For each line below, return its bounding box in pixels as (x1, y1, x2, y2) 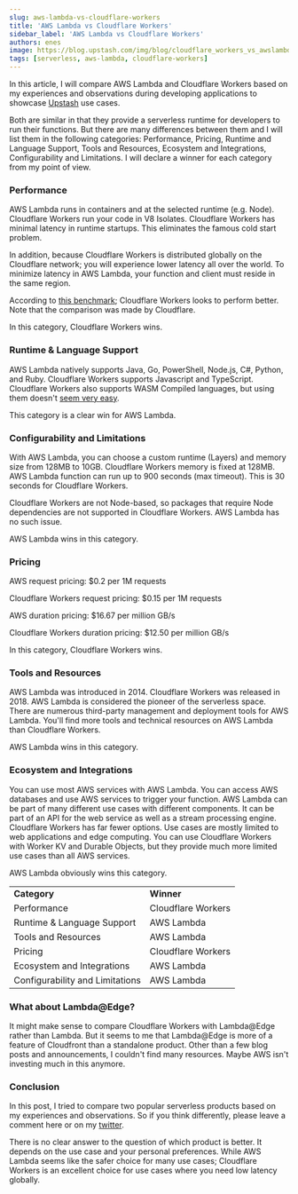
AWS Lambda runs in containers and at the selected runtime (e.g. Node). (9, 204, 275, 215)
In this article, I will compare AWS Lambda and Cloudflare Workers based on (9, 79, 288, 89)
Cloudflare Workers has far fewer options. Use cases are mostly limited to (9, 822, 279, 833)
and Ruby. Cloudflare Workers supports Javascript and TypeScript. (9, 374, 255, 384)
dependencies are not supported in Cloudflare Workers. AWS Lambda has (9, 507, 279, 518)
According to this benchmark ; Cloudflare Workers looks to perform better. (9, 295, 279, 306)
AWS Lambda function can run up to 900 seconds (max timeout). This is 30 (9, 470, 286, 481)
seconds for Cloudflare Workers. (9, 480, 129, 491)
